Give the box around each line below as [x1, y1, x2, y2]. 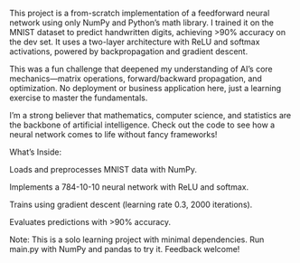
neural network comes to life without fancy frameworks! [9, 129, 218, 139]
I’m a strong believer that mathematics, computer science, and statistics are [9, 110, 292, 120]
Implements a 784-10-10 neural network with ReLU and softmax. [9, 182, 249, 193]
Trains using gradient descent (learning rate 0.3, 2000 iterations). [9, 199, 253, 210]
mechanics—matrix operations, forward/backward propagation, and [9, 73, 262, 84]
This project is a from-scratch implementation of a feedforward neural [9, 8, 270, 18]
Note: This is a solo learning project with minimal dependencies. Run [9, 234, 265, 245]
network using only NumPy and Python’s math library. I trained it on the [9, 17, 274, 28]
